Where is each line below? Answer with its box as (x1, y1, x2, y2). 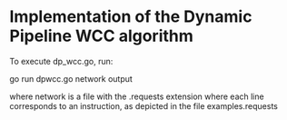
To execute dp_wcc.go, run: (9, 55, 114, 66)
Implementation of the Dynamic (9, 6, 252, 27)
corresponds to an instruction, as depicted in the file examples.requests (9, 100, 279, 111)
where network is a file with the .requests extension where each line (9, 91, 265, 102)
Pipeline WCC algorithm (9, 25, 193, 46)
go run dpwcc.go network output (9, 73, 134, 84)
